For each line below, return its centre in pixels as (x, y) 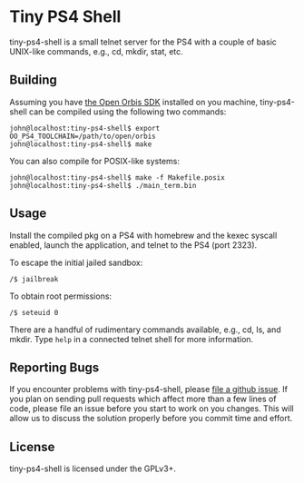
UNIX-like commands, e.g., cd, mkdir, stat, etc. (96, 51)
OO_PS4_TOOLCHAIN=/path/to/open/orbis (83, 136)
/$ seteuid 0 (34, 312)
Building (33, 80)
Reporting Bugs (54, 367)
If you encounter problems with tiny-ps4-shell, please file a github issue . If (149, 389)
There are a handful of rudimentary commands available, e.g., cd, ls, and (145, 330)
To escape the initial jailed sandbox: (76, 262)
